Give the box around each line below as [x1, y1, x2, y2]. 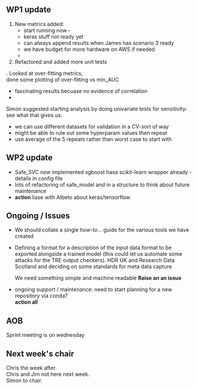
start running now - [23, 27, 71, 34]
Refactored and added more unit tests [14, 58, 108, 65]
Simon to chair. [6, 377, 43, 384]
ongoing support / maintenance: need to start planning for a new [14, 286, 173, 293]
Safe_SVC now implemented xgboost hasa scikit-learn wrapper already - [14, 168, 192, 175]
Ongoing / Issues [6, 211, 70, 221]
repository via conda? [14, 292, 68, 300]
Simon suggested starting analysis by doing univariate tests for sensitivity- [6, 105, 188, 112]
